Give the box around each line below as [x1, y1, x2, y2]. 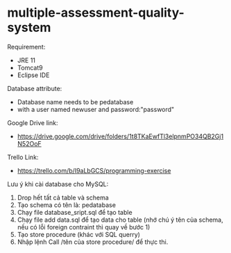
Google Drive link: [7, 118, 58, 126]
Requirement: [7, 42, 46, 51]
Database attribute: [7, 84, 62, 92]
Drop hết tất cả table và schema [17, 193, 109, 202]
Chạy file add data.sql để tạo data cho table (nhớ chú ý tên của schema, [17, 215, 223, 224]
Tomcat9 [17, 63, 43, 72]
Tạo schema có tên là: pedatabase [17, 200, 117, 209]
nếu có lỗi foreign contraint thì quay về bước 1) [17, 222, 151, 231]
